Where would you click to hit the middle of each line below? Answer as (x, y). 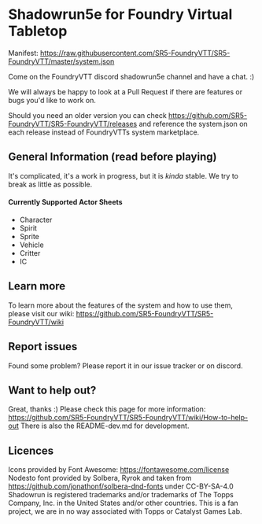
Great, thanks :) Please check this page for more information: (107, 409)
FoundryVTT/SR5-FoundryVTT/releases (73, 124)
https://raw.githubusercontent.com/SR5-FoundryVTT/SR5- (135, 53)
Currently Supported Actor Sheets (66, 202)
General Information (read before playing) (113, 157)
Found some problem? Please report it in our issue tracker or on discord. (125, 365)
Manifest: (24, 53)
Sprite (29, 236)
